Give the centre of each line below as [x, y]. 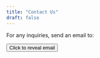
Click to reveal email [32, 47]
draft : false [23, 18]
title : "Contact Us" [33, 12]
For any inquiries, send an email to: [50, 35]
